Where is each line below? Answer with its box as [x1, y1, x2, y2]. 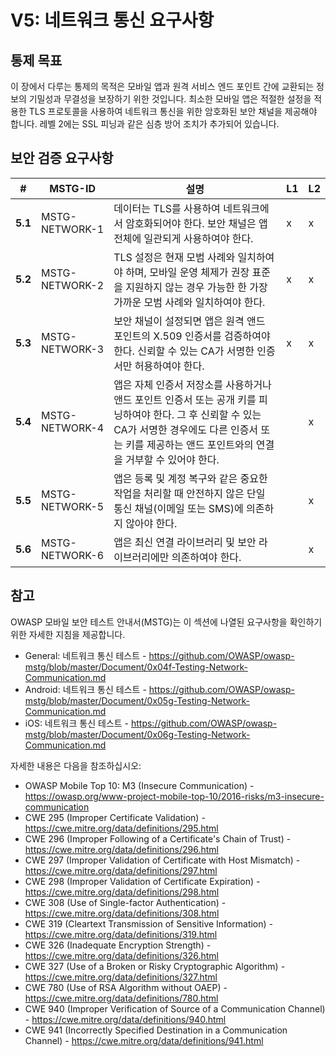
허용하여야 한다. [134, 359, 205, 373]
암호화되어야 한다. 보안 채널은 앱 [125, 216, 268, 230]
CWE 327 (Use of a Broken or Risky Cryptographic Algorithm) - [24, 960, 286, 972]
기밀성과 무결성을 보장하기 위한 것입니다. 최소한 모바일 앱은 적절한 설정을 [28, 93, 312, 105]
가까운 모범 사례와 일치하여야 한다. [113, 295, 266, 309]
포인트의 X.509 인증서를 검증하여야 [113, 329, 271, 343]
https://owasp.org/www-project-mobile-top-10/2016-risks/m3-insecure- [24, 790, 325, 802]
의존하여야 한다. [171, 550, 242, 564]
